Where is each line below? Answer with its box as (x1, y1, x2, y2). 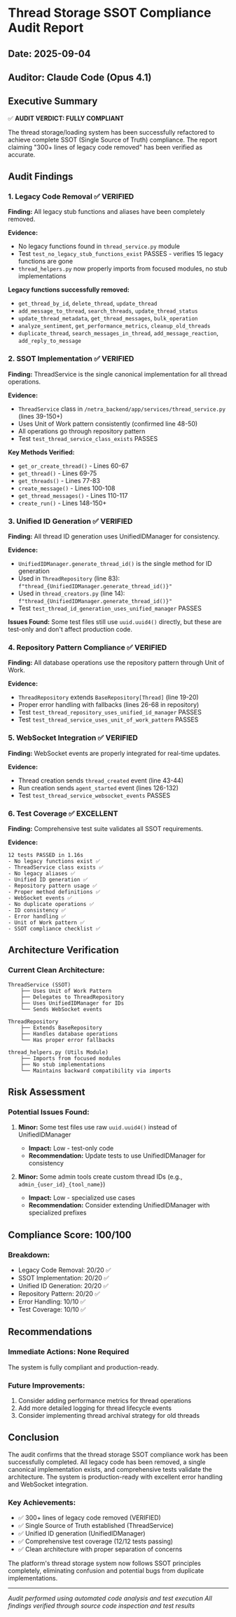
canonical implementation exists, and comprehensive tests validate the (8, 1465, 212, 1473)
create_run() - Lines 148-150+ (18, 499, 107, 507)
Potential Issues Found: (8, 1107, 90, 1116)
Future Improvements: (8, 1380, 85, 1390)
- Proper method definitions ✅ (8, 888, 101, 895)
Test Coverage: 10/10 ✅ (18, 1306, 86, 1314)
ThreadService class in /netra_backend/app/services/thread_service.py (18, 405, 226, 413)
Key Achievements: (8, 1497, 76, 1507)
